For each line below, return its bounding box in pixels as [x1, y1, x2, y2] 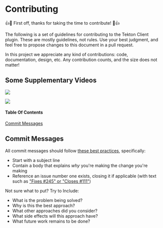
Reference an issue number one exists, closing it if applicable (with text [12, 173, 157, 179]
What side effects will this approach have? [12, 213, 98, 219]
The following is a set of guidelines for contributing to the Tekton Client [5, 31, 149, 37]
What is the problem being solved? [12, 197, 82, 203]
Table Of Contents [5, 109, 43, 115]
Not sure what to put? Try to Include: [5, 188, 80, 194]
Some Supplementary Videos [5, 76, 97, 85]
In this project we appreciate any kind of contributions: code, [5, 51, 129, 57]
